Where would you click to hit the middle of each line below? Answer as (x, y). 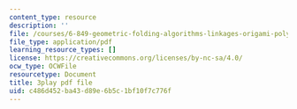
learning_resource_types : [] (63, 50)
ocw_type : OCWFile (43, 67)
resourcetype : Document (53, 75)
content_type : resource (53, 17)
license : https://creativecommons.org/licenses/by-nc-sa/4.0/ (126, 58)
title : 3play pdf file (51, 83)
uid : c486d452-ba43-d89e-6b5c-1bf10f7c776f (91, 91)
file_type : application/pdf (61, 42)
